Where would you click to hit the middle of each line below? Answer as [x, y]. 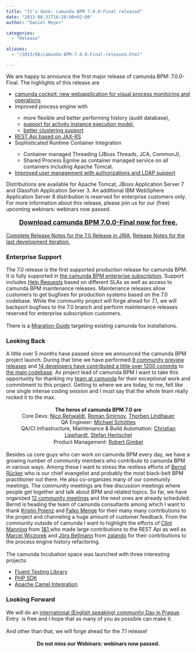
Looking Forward [31, 600]
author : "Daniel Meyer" [35, 22]
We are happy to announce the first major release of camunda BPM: [88, 76]
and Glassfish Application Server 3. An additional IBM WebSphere [85, 190]
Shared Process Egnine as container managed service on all [96, 160]
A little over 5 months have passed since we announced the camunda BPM [96, 354]
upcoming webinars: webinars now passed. [59, 209]
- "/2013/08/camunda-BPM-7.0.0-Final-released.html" [77, 55]
